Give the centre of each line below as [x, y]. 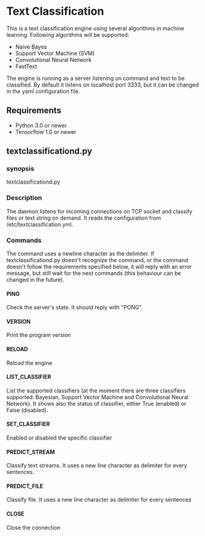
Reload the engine [29, 363]
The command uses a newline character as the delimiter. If [80, 254]
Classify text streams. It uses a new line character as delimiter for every [97, 465]
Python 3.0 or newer [41, 125]
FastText [26, 66]
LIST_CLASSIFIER [29, 377]
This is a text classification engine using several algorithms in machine [95, 28]
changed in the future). [35, 280]
